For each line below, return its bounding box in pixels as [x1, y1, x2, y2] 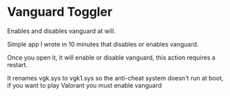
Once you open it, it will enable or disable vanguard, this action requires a [7, 53, 216, 62]
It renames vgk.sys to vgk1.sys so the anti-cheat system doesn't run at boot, [7, 73, 224, 82]
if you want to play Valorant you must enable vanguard [7, 81, 162, 89]
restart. [7, 60, 28, 69]
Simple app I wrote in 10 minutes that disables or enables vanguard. [7, 40, 199, 48]
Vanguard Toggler [7, 4, 113, 20]
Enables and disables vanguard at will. [7, 27, 116, 35]
